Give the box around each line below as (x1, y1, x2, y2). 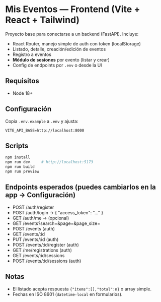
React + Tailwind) (5, 14, 79, 26)
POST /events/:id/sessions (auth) (12, 258, 82, 264)
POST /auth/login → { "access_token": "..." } (12, 209, 104, 215)
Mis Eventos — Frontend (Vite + (5, 4, 140, 15)
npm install (5, 155, 30, 160)
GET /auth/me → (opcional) (12, 215, 69, 221)
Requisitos (5, 77, 39, 85)
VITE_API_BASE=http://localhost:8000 (5, 128, 85, 133)
